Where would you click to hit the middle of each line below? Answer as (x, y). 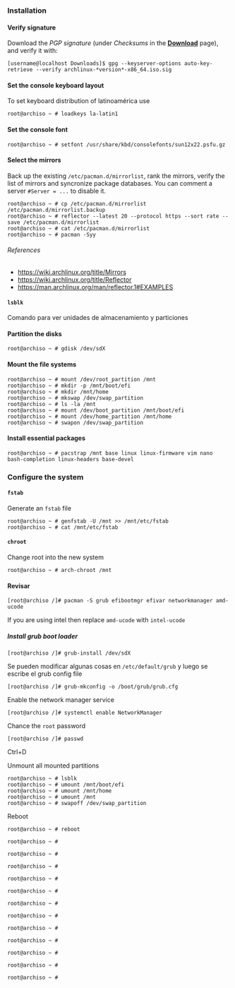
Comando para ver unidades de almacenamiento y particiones (98, 318)
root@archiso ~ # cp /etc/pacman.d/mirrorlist (77, 203)
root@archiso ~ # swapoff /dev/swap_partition (77, 804)
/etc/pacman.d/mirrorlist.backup (56, 210)
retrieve (20, 70)
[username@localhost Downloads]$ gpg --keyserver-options (94, 64)
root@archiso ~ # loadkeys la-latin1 (63, 114)
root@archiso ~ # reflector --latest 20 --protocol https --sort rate (113, 216)
